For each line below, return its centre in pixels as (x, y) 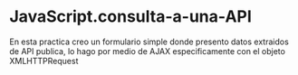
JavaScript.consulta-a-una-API (130, 17)
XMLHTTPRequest (44, 61)
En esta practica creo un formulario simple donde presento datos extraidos (149, 42)
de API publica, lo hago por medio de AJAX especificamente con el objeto (147, 51)
